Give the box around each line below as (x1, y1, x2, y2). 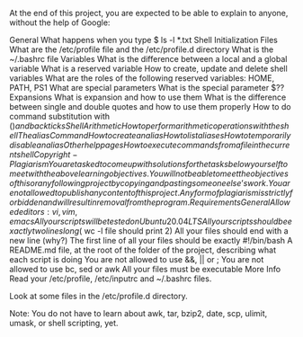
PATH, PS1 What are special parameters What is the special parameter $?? (9, 83, 285, 93)
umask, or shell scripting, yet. (9, 318, 119, 328)
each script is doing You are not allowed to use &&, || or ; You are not (9, 254, 264, 264)
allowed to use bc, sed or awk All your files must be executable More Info (9, 264, 281, 274)
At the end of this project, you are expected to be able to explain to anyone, (9, 8, 289, 18)
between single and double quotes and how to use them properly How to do (9, 102, 291, 111)
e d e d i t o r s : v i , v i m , (9, 207, 78, 217)
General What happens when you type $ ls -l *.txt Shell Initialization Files (9, 35, 279, 45)
